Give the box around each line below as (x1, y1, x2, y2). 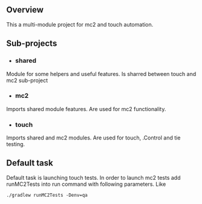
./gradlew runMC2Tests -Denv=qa (6, 192, 88, 198)
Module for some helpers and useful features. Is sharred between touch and (6, 70, 197, 77)
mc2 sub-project (6, 77, 48, 84)
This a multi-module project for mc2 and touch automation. (6, 21, 154, 28)
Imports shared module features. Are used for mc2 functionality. (6, 105, 166, 112)
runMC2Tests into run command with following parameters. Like (6, 180, 166, 188)
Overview (6, 5, 44, 15)
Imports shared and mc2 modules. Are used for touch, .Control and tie (6, 134, 181, 141)
